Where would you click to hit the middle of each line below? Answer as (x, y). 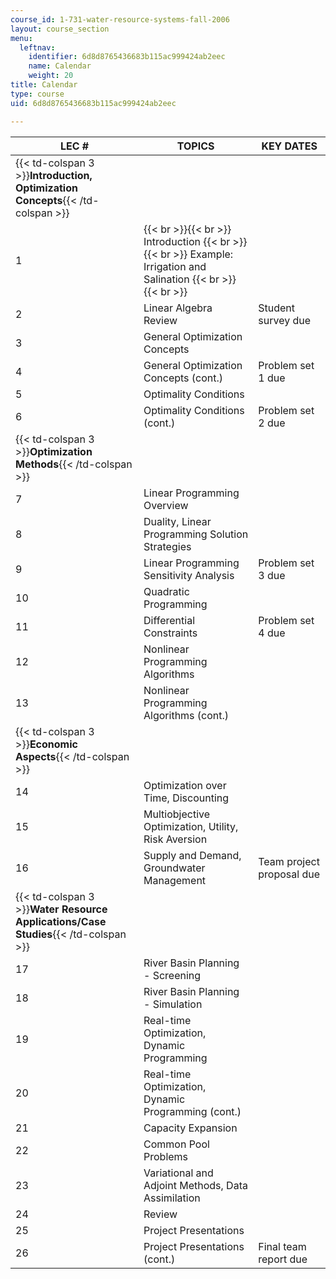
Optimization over (185, 785)
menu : (21, 38)
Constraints (170, 633)
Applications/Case (61, 921)
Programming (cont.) (192, 1111)
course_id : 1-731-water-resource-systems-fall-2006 (120, 19)
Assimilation (172, 1198)
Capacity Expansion (190, 1128)
